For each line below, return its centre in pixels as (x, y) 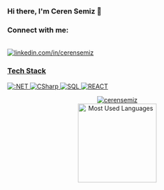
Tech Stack (27, 71)
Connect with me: (38, 29)
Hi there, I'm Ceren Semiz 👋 (54, 11)
